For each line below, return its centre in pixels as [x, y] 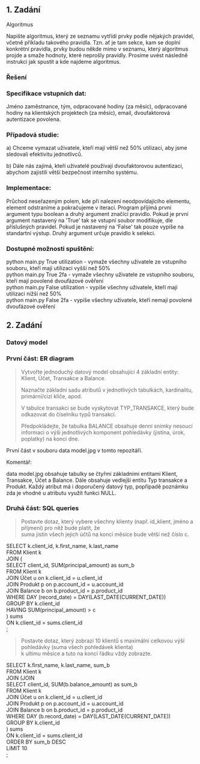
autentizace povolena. [34, 119]
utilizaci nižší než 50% [34, 294]
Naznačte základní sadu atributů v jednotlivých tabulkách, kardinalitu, [107, 390]
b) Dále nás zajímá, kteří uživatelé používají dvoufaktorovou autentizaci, [95, 166]
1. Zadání [23, 10]
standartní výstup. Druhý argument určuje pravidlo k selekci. [81, 233]
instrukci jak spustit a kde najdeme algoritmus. [64, 61]
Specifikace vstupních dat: [47, 93]
